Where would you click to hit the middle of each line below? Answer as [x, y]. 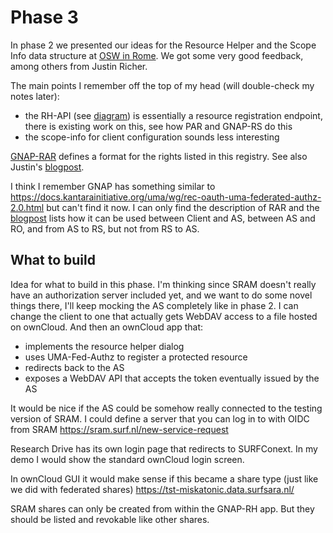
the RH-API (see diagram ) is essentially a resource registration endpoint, [173, 115]
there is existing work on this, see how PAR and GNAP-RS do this [158, 126]
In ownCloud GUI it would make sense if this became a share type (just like [164, 478]
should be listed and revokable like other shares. [110, 519]
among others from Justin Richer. [79, 66]
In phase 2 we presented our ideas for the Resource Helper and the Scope [163, 45]
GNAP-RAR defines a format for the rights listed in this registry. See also [159, 156]
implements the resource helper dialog [104, 346]
